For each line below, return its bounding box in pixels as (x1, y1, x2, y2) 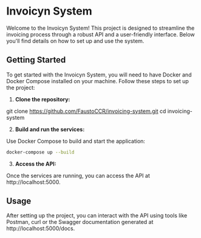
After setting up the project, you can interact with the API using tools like (6, 212, 188, 219)
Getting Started (6, 55, 66, 65)
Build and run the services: (15, 126, 85, 133)
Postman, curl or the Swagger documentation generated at (6, 219, 154, 226)
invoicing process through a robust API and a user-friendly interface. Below (6, 30, 196, 38)
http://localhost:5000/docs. (6, 225, 75, 232)
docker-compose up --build (6, 149, 75, 155)
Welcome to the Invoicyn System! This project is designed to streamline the (6, 24, 195, 32)
